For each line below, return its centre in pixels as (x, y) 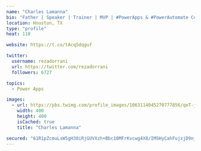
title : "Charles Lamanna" (49, 127)
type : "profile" (26, 28)
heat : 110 (19, 34)
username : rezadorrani (40, 61)
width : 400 (31, 111)
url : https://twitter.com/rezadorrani (60, 67)
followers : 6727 (32, 73)
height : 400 (32, 116)
